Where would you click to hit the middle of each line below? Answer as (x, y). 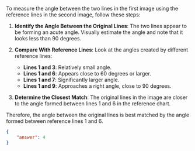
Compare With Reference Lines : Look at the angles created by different (101, 50)
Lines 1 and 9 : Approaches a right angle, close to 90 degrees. (97, 86)
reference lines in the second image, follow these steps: (73, 15)
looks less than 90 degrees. (48, 38)
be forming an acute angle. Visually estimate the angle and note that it (99, 32)
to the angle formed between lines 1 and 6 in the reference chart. (93, 104)
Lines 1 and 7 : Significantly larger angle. (71, 80)
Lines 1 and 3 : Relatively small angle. (67, 67)
